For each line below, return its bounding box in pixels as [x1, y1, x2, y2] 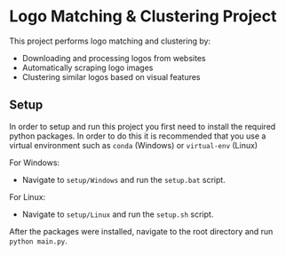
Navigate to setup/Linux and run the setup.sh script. [21, 209, 214, 219]
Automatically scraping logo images [21, 62, 154, 73]
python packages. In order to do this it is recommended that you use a [9, 131, 266, 141]
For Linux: [9, 191, 46, 202]
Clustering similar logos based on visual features [21, 71, 201, 82]
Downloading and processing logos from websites [21, 52, 206, 63]
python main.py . [9, 235, 68, 246]
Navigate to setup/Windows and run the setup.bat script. [21, 174, 226, 185]
